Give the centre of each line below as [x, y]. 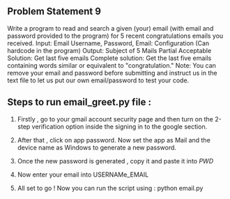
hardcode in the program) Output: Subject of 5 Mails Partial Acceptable [109, 50]
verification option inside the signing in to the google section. [120, 126]
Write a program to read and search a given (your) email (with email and [110, 28]
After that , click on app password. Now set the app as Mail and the [114, 140]
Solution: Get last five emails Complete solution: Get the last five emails [109, 58]
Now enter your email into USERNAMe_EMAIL [83, 175]
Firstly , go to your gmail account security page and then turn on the [115, 119]
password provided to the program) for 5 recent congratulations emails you [115, 36]
